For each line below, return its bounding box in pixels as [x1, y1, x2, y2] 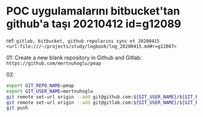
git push [6, 105, 28, 111]
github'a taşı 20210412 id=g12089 [6, 17, 181, 31]
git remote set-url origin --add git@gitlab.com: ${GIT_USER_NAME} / [6, 100, 180, 106]
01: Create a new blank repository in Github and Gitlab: [6, 54, 142, 61]
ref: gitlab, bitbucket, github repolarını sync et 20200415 [6, 37, 160, 44]
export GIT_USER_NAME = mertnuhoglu [6, 88, 94, 94]
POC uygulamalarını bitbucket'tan [6, 4, 180, 18]
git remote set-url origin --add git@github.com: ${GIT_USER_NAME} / [6, 93, 180, 100]
